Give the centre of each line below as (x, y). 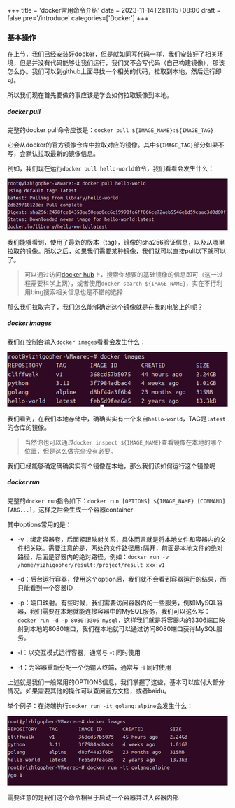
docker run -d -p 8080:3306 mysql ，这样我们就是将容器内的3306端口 (118, 620)
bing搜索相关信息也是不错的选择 (77, 291)
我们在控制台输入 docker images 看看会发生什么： (77, 342)
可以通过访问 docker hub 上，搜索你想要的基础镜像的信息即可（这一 (120, 274)
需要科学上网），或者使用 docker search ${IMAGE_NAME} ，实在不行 (123, 283)
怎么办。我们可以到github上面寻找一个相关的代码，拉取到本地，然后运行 (111, 71)
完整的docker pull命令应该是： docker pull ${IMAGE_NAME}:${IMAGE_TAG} (111, 130)
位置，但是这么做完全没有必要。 (70, 451)
